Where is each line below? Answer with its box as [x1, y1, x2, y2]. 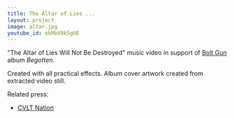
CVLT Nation [17, 103, 54, 112]
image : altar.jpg [7, 23, 58, 30]
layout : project [7, 17, 54, 24]
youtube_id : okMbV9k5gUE [7, 29, 80, 37]
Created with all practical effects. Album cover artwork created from [7, 69, 204, 78]
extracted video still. [7, 77, 66, 85]
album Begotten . [7, 56, 54, 65]
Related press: [7, 90, 49, 99]
